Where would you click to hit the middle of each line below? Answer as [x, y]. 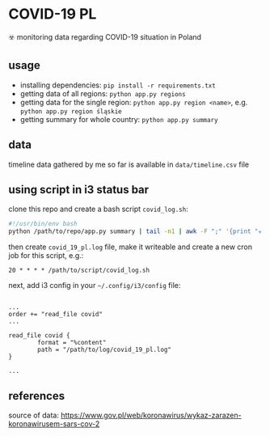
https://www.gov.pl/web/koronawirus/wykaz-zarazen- [151, 415]
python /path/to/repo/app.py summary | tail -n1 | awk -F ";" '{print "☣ [135, 231]
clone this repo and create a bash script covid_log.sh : [98, 209]
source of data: [34, 415]
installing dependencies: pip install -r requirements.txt [118, 85]
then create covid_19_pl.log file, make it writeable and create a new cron [131, 247]
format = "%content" [72, 343]
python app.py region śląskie [71, 111]
